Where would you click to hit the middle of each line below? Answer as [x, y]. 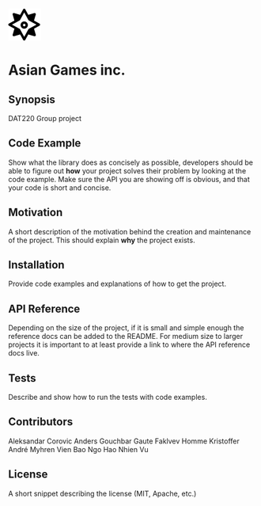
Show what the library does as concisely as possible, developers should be [130, 162]
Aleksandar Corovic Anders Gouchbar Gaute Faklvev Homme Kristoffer [124, 441]
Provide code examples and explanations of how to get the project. [117, 284]
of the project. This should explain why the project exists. [102, 240]
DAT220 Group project [45, 118]
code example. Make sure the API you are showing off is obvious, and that [129, 179]
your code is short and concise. [60, 188]
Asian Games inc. [67, 70]
